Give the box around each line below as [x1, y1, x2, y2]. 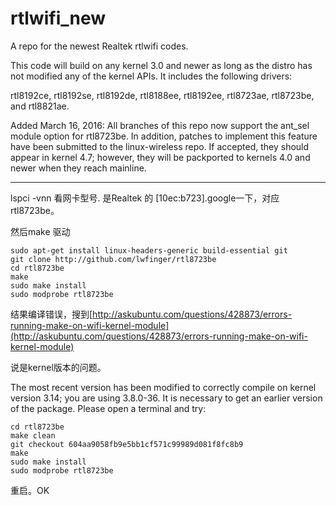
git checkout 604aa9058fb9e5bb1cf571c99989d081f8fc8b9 [10, 439, 244, 449]
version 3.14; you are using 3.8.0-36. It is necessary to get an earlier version [10, 392, 323, 404]
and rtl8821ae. [10, 100, 70, 112]
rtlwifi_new [10, 7, 107, 30]
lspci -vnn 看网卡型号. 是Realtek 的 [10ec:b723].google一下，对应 [10, 192, 280, 204]
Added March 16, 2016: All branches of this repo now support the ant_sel [10, 119, 310, 131]
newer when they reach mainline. [10, 162, 147, 174]
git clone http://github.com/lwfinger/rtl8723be [10, 254, 217, 264]
